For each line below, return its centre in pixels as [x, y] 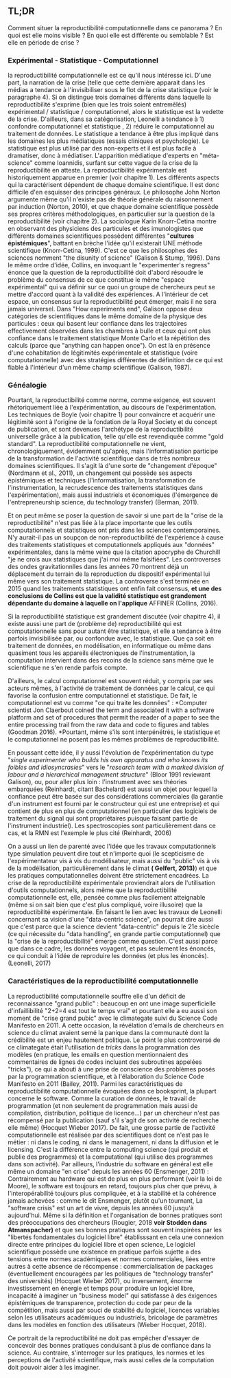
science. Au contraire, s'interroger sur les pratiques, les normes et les [106, 1353]
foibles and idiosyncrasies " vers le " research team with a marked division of [116, 767]
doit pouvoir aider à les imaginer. [54, 1367]
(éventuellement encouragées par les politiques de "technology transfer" [111, 1274]
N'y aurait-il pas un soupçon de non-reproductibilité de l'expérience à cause [115, 537]
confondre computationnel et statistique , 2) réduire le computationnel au [111, 126]
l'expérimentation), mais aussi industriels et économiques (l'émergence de [113, 495]
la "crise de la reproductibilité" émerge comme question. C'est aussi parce [113, 942]
